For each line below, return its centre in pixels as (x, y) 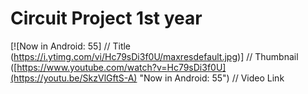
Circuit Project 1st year (106, 18)
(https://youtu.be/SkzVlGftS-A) (74, 78)
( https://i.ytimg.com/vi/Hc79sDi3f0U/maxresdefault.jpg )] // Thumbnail (154, 56)
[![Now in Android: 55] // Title (71, 46)
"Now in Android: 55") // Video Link (212, 78)
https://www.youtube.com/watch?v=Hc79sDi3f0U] (121, 67)
